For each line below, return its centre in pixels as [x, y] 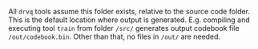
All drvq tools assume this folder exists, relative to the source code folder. [129, 11]
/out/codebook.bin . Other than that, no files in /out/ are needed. [115, 36]
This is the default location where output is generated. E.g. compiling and [129, 20]
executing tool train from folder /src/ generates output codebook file [124, 28]
